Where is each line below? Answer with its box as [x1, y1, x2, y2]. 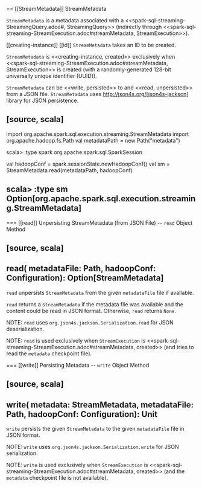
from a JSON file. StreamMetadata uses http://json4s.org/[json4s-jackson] [6, 91, 189, 97]
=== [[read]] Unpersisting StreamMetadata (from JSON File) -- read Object [6, 219, 193, 226]
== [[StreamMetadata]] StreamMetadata [6, 5, 107, 12]
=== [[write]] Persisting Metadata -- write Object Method [6, 361, 150, 369]
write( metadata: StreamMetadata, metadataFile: [6, 399, 194, 410]
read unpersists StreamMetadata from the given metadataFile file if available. [6, 289, 194, 296]
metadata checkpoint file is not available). [6, 474, 109, 482]
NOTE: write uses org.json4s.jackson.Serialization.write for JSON [6, 443, 179, 451]
